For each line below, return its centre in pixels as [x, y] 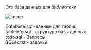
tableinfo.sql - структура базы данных [46, 32]
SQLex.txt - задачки [26, 42]
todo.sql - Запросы [25, 37]
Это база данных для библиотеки [41, 7]
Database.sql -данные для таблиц [41, 26]
